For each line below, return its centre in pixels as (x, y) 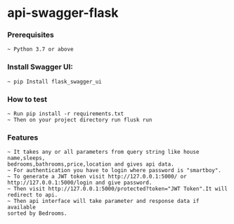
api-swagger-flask (63, 13)
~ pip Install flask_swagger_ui (54, 81)
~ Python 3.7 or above (40, 50)
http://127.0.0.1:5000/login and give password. (80, 183)
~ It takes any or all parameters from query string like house (103, 152)
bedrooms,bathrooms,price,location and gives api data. (91, 164)
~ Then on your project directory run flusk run (80, 120)
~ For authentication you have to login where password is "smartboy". (114, 171)
